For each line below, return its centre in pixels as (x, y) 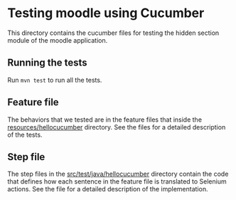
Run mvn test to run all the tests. (55, 80)
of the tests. (25, 135)
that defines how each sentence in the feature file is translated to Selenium (117, 181)
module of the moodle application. (58, 40)
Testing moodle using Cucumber (106, 13)
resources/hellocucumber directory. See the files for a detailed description (117, 127)
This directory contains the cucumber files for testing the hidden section (113, 33)
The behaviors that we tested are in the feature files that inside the (105, 120)
